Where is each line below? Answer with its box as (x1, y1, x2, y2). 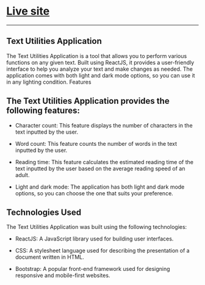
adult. (15, 171, 30, 178)
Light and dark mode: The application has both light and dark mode (15, 183, 185, 190)
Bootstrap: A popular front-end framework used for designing (15, 265, 170, 273)
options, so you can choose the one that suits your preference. (15, 189, 174, 197)
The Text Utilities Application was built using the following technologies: (6, 223, 187, 231)
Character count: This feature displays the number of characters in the (15, 121, 193, 129)
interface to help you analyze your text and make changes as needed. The (6, 65, 193, 73)
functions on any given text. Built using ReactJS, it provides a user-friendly (6, 59, 195, 66)
